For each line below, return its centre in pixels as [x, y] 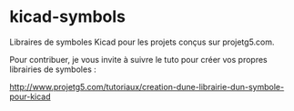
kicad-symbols [67, 17]
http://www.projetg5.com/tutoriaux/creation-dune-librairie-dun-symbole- [147, 86]
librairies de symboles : [53, 69]
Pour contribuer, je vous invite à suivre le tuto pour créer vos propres [139, 59]
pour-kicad [30, 96]
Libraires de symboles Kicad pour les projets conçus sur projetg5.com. [142, 42]
